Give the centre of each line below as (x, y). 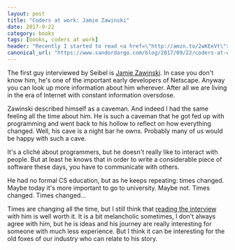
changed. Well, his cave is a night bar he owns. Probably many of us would (115, 131)
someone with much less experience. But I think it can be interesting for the (116, 231)
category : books (31, 33)
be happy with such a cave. (47, 138)
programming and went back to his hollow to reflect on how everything (109, 123)
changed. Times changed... (47, 195)
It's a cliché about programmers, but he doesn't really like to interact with (113, 152)
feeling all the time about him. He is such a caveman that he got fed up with (116, 116)
